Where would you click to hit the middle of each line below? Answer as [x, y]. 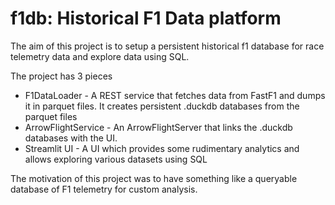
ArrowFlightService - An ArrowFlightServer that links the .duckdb [158, 127]
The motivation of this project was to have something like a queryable [154, 178]
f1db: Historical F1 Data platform [146, 18]
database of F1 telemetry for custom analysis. [104, 189]
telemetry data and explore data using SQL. [100, 56]
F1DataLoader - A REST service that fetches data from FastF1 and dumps [175, 95]
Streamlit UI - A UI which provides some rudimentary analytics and [162, 148]
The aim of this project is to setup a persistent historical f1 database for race [167, 46]
